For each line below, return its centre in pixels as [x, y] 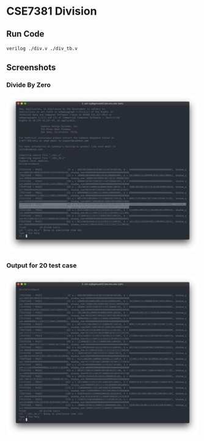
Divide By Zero [28, 85]
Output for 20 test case [42, 266]
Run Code [25, 34]
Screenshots [31, 67]
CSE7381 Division [52, 11]
